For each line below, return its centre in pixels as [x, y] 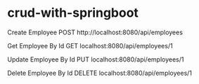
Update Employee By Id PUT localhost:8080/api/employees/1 [96, 59]
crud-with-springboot [73, 13]
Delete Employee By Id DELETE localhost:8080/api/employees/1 [99, 73]
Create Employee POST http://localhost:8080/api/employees [95, 32]
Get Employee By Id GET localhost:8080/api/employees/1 [90, 45]
